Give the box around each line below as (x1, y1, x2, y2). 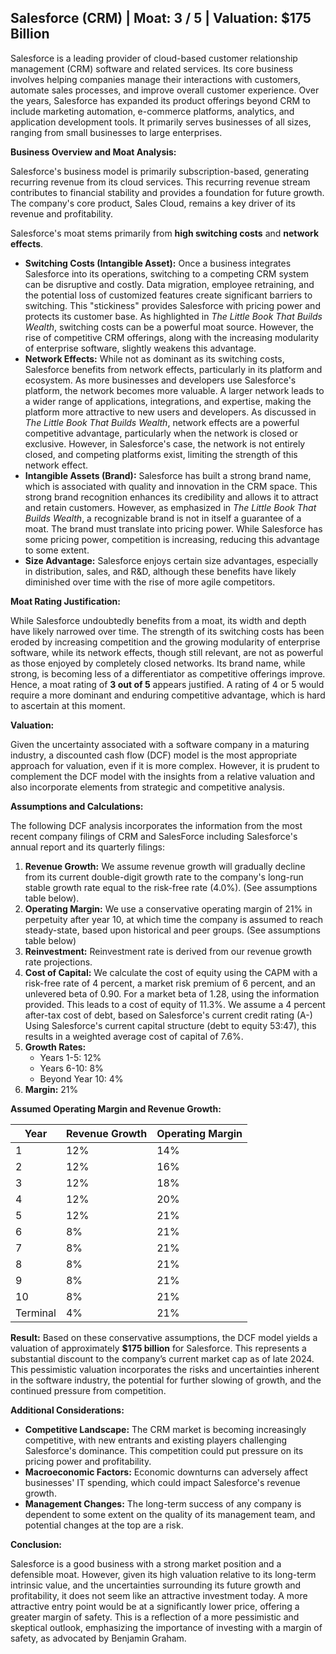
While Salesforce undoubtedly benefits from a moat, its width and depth (10, 614, 307, 626)
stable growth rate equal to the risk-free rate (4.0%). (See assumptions (24, 881, 318, 893)
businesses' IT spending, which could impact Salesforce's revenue (24, 1476, 301, 1488)
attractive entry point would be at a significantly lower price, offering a (10, 1600, 300, 1612)
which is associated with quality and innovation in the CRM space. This (24, 480, 318, 492)
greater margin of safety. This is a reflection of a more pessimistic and (10, 1611, 300, 1623)
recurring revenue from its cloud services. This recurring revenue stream (10, 176, 311, 188)
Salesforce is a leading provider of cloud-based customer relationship (10, 52, 298, 64)
